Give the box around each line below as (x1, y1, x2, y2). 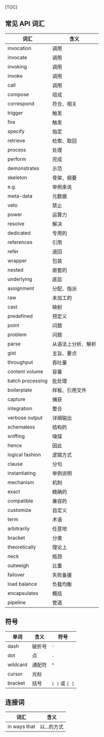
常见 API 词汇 (5, 20, 45, 28)
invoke (7, 72, 23, 79)
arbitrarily (7, 525, 30, 532)
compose (7, 91, 29, 98)
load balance (7, 580, 38, 587)
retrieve (7, 137, 25, 144)
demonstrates (7, 165, 40, 171)
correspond (7, 100, 35, 107)
